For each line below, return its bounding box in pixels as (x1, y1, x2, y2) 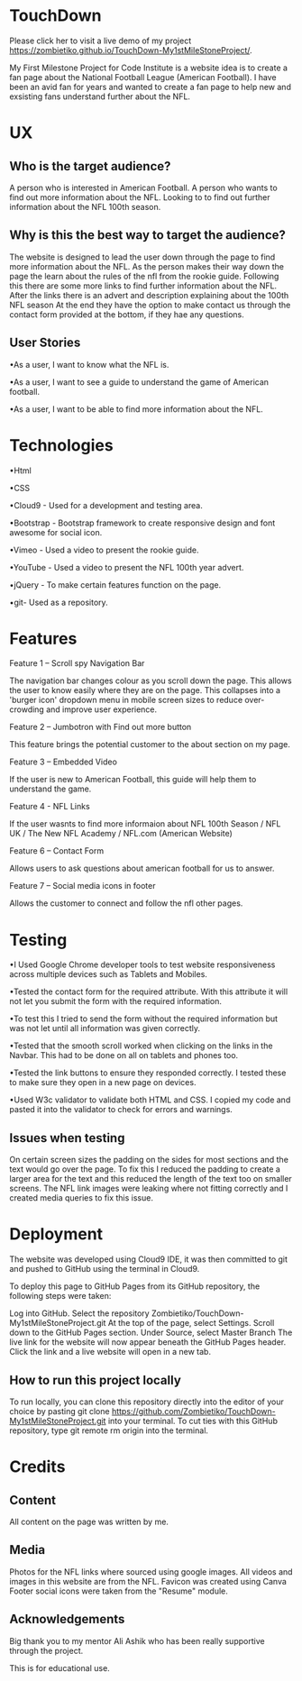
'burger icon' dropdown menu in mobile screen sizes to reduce (9, 695, 243, 706)
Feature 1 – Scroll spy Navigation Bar (9, 658, 145, 669)
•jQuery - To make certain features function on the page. (9, 579, 222, 590)
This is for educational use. (9, 1662, 110, 1673)
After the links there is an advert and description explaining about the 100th (9, 289, 289, 300)
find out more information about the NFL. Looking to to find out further (9, 191, 270, 203)
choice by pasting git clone (9, 1405, 110, 1416)
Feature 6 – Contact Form (9, 845, 105, 856)
